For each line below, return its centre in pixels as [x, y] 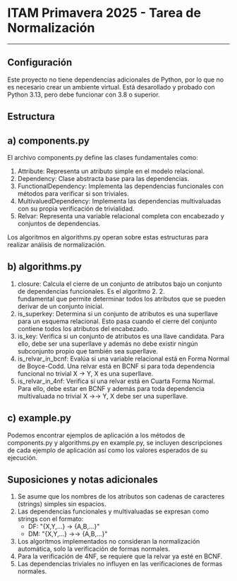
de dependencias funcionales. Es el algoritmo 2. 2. [91, 291]
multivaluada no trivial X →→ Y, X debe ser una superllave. [103, 396]
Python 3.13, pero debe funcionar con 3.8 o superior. [84, 94]
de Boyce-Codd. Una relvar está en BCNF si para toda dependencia [116, 366]
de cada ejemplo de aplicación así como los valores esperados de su [108, 450]
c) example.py [39, 418]
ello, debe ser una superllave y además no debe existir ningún [108, 344]
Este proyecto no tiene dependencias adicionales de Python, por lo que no [116, 80]
